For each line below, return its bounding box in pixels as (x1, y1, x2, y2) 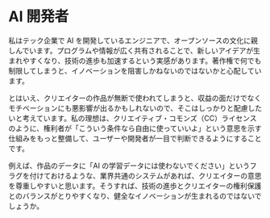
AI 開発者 (8, 7, 69, 26)
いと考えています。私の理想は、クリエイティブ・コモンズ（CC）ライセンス (8, 113, 257, 123)
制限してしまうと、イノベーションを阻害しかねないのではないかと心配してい (8, 65, 262, 75)
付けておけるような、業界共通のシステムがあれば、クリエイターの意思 (29, 170, 262, 180)
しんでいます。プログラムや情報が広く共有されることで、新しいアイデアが (8, 45, 254, 55)
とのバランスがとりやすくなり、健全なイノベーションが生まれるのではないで (8, 191, 262, 200)
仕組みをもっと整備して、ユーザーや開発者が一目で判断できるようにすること (8, 133, 262, 143)
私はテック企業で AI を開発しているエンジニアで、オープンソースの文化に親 (8, 36, 258, 45)
